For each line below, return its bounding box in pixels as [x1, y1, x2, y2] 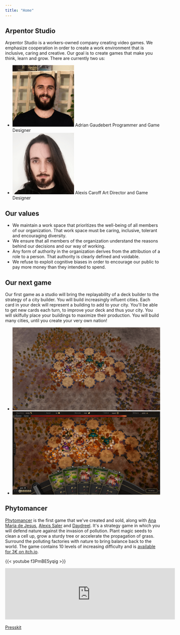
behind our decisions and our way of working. [12, 243, 106, 249]
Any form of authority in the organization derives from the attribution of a [12, 248, 160, 254]
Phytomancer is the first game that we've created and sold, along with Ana [5, 517, 156, 523]
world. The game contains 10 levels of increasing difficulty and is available [5, 544, 156, 549]
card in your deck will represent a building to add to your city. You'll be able [5, 302, 158, 308]
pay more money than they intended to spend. [12, 264, 106, 270]
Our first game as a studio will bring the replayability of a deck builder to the [5, 292, 159, 298]
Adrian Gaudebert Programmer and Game [75, 122, 160, 128]
